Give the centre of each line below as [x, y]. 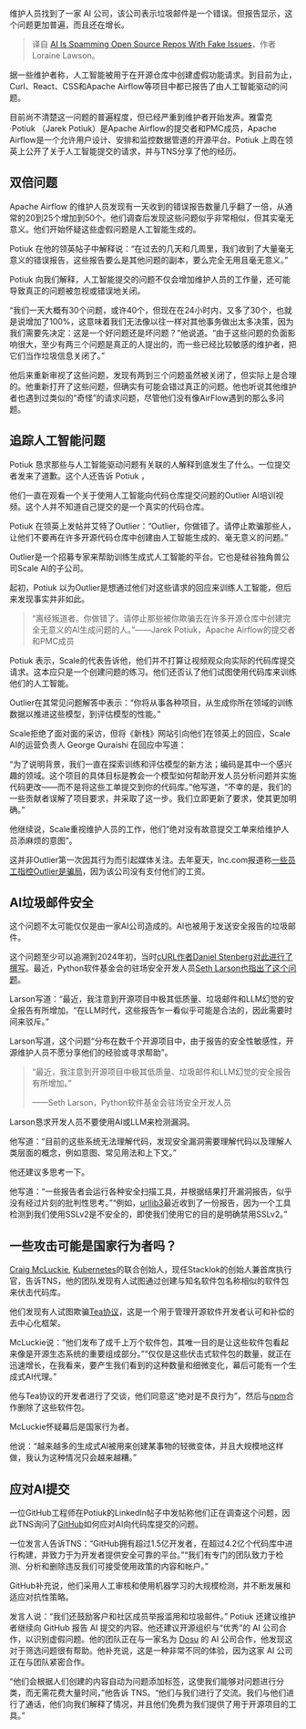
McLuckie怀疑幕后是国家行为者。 [72, 1427]
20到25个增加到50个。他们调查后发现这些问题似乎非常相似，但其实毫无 [159, 218]
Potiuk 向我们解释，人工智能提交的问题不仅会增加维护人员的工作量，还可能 [150, 279]
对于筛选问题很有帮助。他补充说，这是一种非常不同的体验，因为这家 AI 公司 [151, 1651]
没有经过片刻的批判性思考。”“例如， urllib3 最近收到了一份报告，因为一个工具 [150, 1203]
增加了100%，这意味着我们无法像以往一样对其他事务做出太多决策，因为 [159, 321]
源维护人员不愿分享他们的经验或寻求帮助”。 [91, 1053]
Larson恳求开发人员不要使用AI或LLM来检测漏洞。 [102, 1122]
